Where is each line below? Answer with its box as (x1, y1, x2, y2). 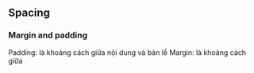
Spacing (8, 6, 50, 20)
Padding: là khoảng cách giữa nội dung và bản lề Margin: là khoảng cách (8, 47, 247, 57)
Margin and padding (8, 30, 88, 41)
